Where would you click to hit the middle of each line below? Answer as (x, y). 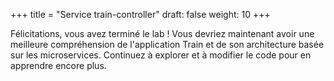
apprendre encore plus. (58, 65)
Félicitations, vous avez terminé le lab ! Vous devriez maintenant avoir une (162, 33)
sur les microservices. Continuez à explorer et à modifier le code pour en (161, 55)
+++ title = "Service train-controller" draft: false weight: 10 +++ (140, 14)
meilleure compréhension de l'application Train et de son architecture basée (167, 44)
